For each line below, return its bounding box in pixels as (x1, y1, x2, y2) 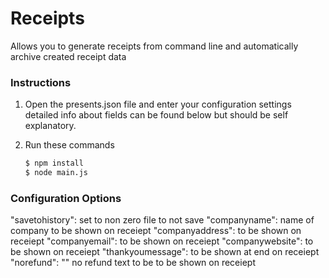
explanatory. (24, 120, 77, 132)
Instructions (10, 75, 72, 89)
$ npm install (24, 158, 84, 169)
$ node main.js (24, 168, 89, 178)
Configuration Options (10, 191, 122, 205)
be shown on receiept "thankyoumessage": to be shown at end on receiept (10, 246, 320, 258)
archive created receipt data (10, 50, 127, 62)
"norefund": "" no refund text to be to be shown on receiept (10, 257, 256, 269)
